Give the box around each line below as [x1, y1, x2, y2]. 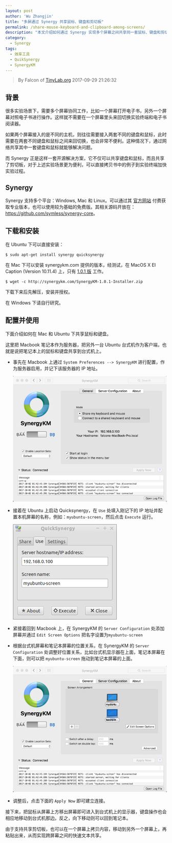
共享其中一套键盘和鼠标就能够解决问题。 [9, 144, 95, 151]
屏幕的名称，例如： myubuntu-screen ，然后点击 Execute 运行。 [26, 514, 156, 520]
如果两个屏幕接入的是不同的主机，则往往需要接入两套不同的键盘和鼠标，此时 [5, 131, 167, 138]
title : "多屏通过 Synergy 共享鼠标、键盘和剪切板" [5, 19, 104, 24]
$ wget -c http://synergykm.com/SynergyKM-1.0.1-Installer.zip [5, 279, 143, 284]
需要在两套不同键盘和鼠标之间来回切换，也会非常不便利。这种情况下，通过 [5, 138, 162, 144]
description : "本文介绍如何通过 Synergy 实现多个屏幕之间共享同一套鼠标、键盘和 [5, 30, 161, 35]
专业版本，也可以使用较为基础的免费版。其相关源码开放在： [9, 204, 136, 210]
